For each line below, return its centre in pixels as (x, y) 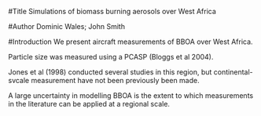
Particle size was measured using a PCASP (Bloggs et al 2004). (111, 57)
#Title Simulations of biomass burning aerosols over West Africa (112, 11)
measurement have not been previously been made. (115, 80)
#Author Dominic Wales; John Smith (67, 26)
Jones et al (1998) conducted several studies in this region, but (110, 72)
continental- (233, 72)
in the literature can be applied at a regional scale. (89, 104)
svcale (19, 80)
